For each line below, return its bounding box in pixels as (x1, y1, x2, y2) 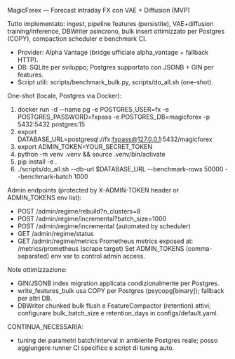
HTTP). (17, 56, 39, 64)
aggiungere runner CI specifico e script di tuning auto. (17, 344, 175, 352)
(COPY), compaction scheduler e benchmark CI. (7, 34, 147, 43)
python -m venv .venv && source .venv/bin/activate (17, 150, 166, 158)
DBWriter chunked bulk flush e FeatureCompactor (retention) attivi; (17, 301, 212, 310)
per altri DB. (17, 294, 53, 302)
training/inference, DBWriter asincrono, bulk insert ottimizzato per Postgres (7, 27, 225, 35)
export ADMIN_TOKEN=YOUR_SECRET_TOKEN (17, 143, 153, 150)
